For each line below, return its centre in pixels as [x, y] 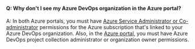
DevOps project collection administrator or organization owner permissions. [98, 40]
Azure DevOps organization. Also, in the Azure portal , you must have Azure [97, 34]
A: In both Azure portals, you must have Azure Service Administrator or [92, 21]
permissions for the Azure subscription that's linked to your [111, 27]
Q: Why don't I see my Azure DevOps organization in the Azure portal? [94, 8]
